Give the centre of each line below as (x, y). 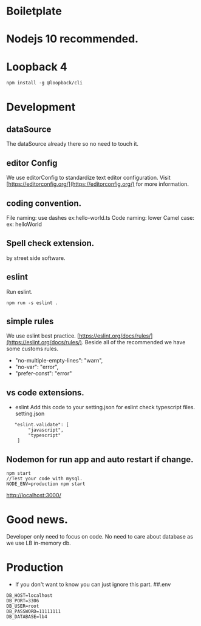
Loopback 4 (37, 66)
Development (41, 107)
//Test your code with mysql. (45, 478)
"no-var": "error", (37, 367)
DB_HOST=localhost (29, 595)
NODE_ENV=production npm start (46, 484)
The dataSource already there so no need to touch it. (72, 144)
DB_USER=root (23, 606)
